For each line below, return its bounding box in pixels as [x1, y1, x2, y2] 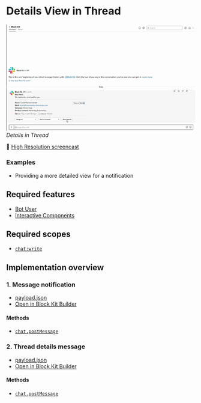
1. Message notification [6, 280, 76, 289]
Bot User [14, 205, 37, 213]
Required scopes [6, 229, 71, 239]
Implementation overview [6, 262, 104, 273]
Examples [6, 158, 36, 166]
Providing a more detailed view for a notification [14, 172, 134, 179]
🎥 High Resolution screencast [6, 143, 79, 151]
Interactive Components [14, 211, 75, 219]
